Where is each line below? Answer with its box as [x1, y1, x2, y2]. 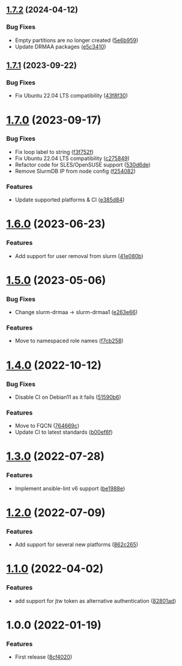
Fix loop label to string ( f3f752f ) [14, 148, 94, 155]
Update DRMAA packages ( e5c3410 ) [14, 43, 106, 50]
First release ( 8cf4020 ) [14, 653, 73, 661]
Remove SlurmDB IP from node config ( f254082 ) [14, 167, 136, 174]
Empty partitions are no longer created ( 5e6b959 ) [14, 36, 139, 44]
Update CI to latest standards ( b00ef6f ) [14, 428, 113, 436]
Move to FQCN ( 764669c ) [14, 422, 80, 430]
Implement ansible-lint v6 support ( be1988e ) [14, 484, 126, 492]
